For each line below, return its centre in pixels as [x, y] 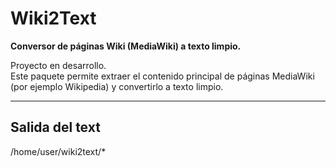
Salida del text [55, 127]
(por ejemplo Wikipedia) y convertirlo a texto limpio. [117, 86]
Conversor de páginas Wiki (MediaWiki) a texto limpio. [126, 46]
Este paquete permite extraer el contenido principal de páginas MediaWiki [162, 76]
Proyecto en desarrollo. [58, 65]
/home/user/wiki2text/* [58, 151]
